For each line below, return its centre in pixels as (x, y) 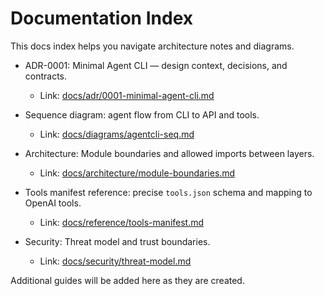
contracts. (46, 76)
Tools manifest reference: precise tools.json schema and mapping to (168, 192)
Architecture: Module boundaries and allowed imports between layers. (169, 153)
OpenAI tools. (53, 203)
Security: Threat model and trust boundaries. (117, 241)
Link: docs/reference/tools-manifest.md (122, 222)
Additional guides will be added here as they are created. (127, 280)
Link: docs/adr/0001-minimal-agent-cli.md (127, 95)
